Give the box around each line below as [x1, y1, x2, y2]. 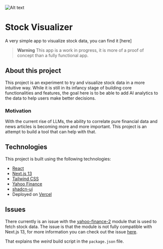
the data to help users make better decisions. [5, 95, 96, 101]
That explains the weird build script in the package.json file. [5, 238, 124, 244]
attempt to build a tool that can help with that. [5, 129, 97, 135]
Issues [5, 206, 26, 214]
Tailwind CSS [12, 176, 39, 182]
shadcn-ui [12, 186, 33, 192]
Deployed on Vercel [12, 191, 52, 197]
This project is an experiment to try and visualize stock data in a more [5, 80, 145, 85]
